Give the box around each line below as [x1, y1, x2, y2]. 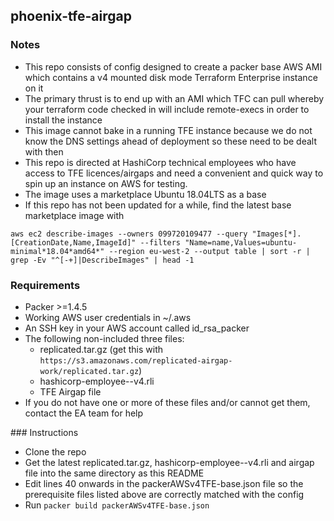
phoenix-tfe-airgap [10, 8, 132, 25]
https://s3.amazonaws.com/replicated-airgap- [39, 355, 233, 366]
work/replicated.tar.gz [39, 366, 140, 376]
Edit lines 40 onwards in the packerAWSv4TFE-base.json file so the [24, 477, 304, 489]
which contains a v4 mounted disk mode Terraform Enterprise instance [24, 71, 318, 83]
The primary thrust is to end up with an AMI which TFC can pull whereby [24, 92, 325, 104]
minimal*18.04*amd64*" [10, 246, 105, 256]
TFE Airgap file [39, 385, 102, 398]
